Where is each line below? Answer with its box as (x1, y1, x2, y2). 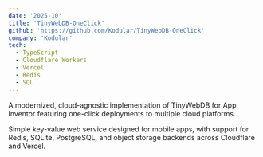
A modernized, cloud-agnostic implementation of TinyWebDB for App (8, 100, 237, 110)
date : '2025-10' (8, 11, 62, 20)
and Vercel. (8, 141, 46, 151)
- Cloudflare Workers (15, 57, 88, 65)
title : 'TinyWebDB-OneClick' (8, 19, 105, 27)
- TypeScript (15, 49, 59, 57)
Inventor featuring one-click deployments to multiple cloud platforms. (8, 108, 237, 118)
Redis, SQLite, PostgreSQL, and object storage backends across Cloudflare (8, 132, 255, 142)
